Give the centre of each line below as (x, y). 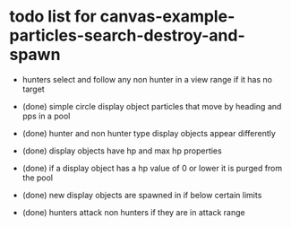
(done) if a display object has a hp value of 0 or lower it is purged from (152, 168)
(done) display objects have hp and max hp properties (122, 151)
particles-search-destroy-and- (128, 35)
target (33, 89)
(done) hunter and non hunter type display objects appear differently (149, 133)
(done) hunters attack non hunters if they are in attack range (133, 212)
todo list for (53, 17)
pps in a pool (46, 116)
